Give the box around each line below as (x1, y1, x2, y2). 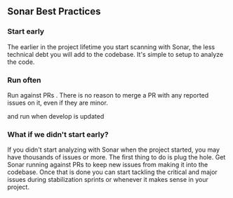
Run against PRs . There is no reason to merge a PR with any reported (7, 91, 209, 99)
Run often (7, 75, 41, 85)
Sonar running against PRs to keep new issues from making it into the (7, 161, 208, 169)
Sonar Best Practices (7, 6, 101, 18)
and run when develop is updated (7, 112, 105, 120)
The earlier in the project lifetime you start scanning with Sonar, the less (7, 42, 215, 51)
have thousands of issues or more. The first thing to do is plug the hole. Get (7, 153, 226, 161)
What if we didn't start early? (7, 129, 109, 139)
